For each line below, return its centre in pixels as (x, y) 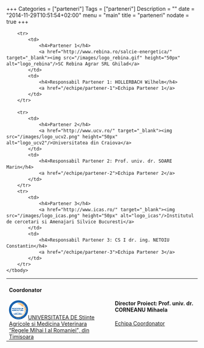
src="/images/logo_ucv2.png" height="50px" (62, 137)
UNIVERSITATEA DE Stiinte (62, 317)
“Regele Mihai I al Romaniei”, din (49, 330)
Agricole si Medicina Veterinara (48, 324)
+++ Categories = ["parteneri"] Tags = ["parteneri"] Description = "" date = (101, 9)
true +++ (18, 22)
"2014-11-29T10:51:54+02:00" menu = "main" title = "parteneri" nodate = (98, 15)
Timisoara (21, 336)
